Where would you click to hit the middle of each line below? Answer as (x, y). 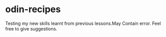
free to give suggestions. (31, 28)
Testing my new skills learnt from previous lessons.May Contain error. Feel (83, 23)
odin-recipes (33, 9)
